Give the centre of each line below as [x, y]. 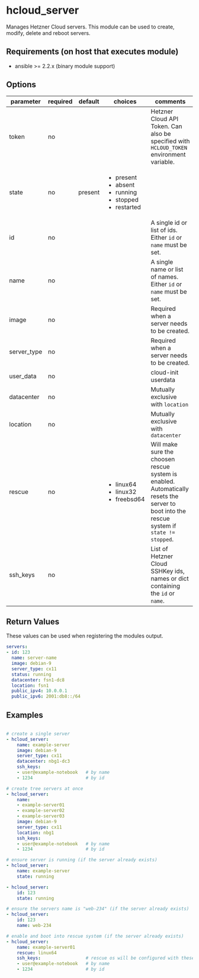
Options [21, 85]
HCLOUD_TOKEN [169, 148]
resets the [165, 496]
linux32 [126, 492]
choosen [163, 459]
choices [125, 101]
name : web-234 [34, 926]
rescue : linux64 [37, 952]
